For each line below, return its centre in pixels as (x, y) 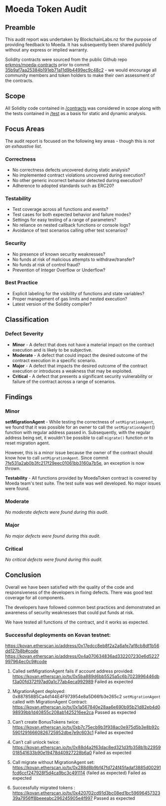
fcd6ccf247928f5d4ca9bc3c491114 (49, 773)
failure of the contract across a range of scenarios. (64, 381)
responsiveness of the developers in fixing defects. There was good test (79, 592)
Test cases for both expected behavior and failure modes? (72, 215)
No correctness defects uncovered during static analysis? (71, 170)
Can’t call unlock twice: (36, 742)
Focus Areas (25, 129)
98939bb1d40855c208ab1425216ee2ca (53, 712)
